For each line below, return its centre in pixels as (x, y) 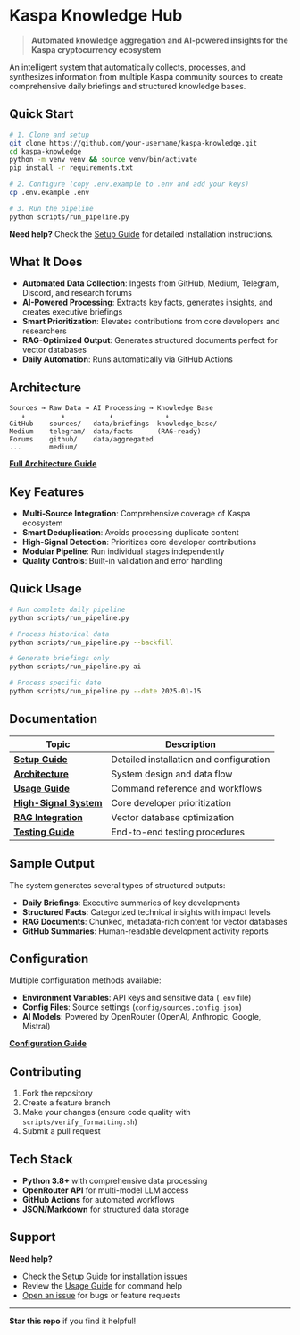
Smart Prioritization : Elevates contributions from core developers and (151, 322)
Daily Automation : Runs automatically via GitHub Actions (128, 359)
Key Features (47, 492)
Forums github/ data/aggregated (81, 440)
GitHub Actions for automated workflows (98, 1199)
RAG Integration (48, 817)
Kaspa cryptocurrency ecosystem (96, 49)
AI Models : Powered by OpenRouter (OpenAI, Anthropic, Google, (142, 1017)
